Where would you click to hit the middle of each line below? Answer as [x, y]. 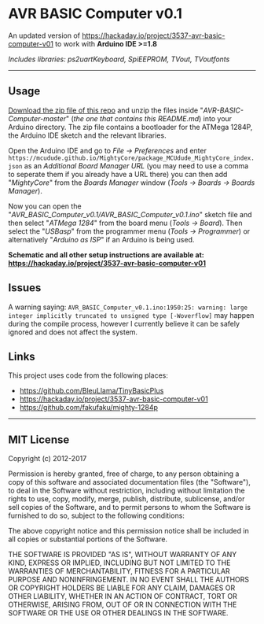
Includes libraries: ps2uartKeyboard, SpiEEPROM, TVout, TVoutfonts [119, 59]
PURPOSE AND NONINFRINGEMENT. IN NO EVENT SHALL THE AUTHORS [129, 580]
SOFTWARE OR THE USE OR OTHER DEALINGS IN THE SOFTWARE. [118, 613]
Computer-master [37, 118]
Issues [25, 288]
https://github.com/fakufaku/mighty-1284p [89, 408]
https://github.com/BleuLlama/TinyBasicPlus [92, 391]
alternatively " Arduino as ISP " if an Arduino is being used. [101, 239]
